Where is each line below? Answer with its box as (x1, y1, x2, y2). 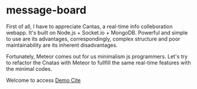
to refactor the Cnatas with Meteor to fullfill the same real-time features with (6, 59, 191, 66)
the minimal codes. (6, 65, 52, 72)
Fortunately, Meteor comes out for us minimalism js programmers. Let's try (6, 53, 188, 60)
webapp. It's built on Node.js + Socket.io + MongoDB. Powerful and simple (6, 29, 188, 36)
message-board (6, 4, 87, 17)
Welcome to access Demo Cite (6, 77, 81, 84)
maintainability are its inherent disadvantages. (6, 42, 118, 49)
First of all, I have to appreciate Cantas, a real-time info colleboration (6, 23, 173, 30)
